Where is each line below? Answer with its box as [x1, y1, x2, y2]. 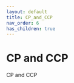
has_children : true [6, 25, 56, 32]
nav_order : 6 [6, 20, 39, 26]
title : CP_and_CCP [6, 14, 53, 20]
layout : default [6, 8, 47, 15]
